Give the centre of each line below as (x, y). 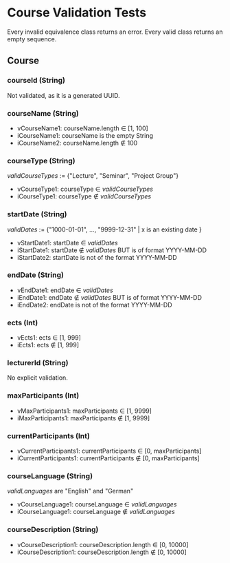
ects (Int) (23, 323)
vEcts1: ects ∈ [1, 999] (49, 338)
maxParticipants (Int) (43, 396)
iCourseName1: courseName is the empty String (85, 135)
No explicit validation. (38, 378)
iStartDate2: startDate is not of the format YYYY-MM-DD (97, 257)
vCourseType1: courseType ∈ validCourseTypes (85, 189)
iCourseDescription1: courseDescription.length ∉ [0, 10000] (102, 552)
